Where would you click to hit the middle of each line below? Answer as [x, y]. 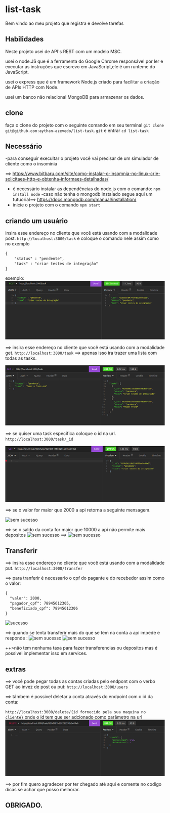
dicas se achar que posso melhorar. [42, 789]
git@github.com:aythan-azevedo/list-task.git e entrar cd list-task [77, 131]
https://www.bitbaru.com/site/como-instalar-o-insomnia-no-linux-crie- [87, 174]
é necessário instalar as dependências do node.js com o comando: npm [86, 189]
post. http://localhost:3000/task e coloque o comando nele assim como [82, 238]
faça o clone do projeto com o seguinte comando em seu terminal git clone [85, 125]
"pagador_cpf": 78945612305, [40, 604]
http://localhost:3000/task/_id [39, 439]
